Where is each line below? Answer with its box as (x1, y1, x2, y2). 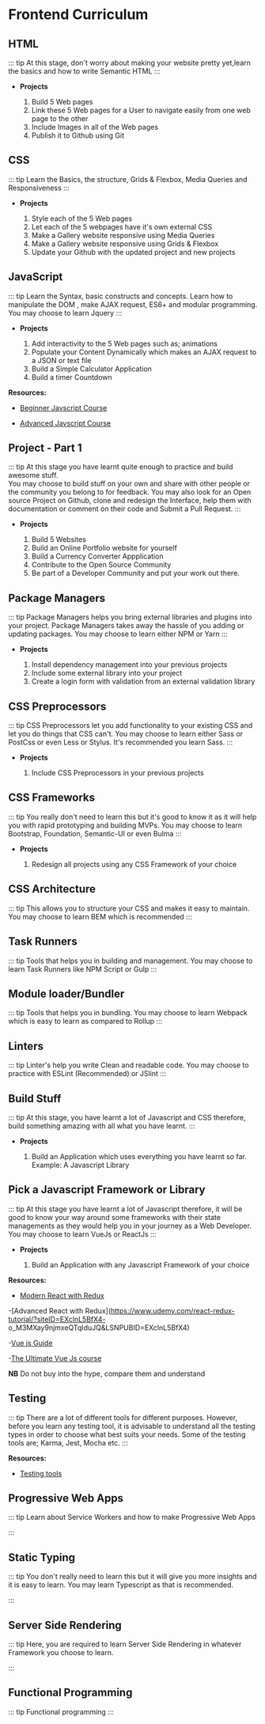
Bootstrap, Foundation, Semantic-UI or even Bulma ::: (8, 828, 182, 838)
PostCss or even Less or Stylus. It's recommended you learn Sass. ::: (8, 737, 233, 747)
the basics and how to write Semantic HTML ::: (8, 66, 161, 76)
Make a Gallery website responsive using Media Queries (31, 230, 215, 240)
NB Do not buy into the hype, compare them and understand (8, 1369, 206, 1378)
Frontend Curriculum (8, 6, 149, 24)
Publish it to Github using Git (31, 131, 125, 140)
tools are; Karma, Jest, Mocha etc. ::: (8, 1438, 128, 1447)
